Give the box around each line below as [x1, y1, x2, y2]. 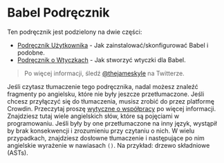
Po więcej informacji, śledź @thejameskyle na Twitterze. [24, 69, 185, 77]
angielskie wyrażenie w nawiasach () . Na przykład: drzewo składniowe [7, 141, 210, 149]
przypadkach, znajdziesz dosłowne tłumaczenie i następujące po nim [7, 133, 205, 142]
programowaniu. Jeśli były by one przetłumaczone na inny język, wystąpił [7, 119, 217, 127]
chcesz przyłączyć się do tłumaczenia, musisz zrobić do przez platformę [7, 97, 214, 105]
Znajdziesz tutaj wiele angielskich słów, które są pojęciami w [7, 112, 180, 120]
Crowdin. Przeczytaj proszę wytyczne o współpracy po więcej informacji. [7, 104, 216, 113]
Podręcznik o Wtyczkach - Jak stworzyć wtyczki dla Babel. [17, 55, 187, 64]
